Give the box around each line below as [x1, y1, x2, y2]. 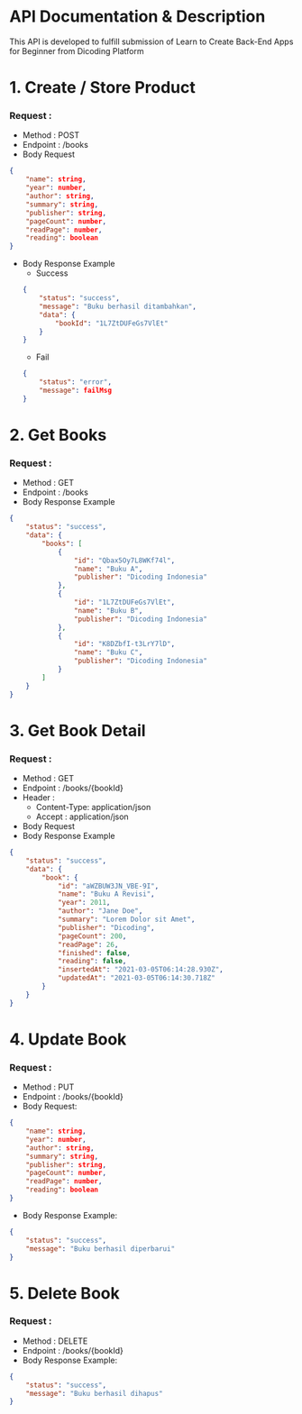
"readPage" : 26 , [57, 940, 119, 949]
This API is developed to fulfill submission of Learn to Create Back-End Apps [9, 36, 294, 47]
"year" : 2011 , [57, 899, 111, 908]
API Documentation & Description [9, 6, 266, 27]
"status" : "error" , [39, 378, 113, 387]
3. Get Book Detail [9, 720, 146, 741]
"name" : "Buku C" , [73, 648, 143, 657]
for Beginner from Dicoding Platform [9, 45, 144, 56]
